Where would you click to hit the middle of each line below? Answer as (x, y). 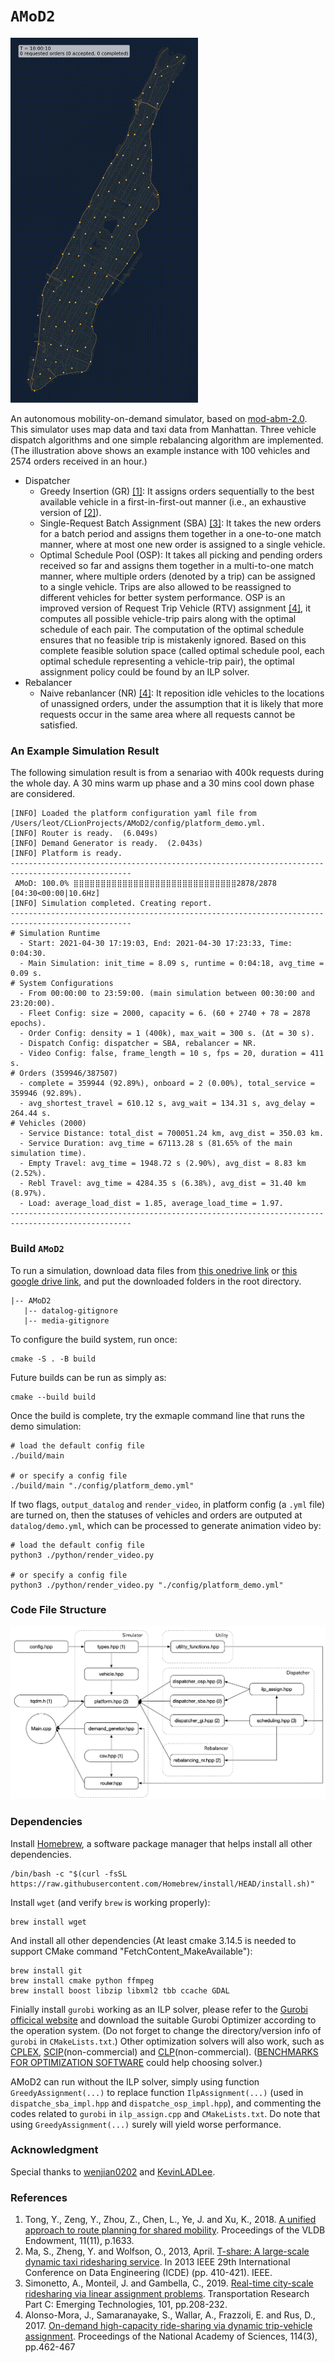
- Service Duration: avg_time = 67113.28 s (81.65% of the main (156, 1144)
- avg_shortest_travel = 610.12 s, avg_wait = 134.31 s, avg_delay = (167, 1104)
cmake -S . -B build (53, 1359)
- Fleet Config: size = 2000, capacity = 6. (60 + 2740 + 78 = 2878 (165, 1014)
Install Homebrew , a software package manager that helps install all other (161, 1843)
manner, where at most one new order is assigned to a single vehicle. (182, 544)
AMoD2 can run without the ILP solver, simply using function (135, 2081)
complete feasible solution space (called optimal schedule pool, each (182, 650)
